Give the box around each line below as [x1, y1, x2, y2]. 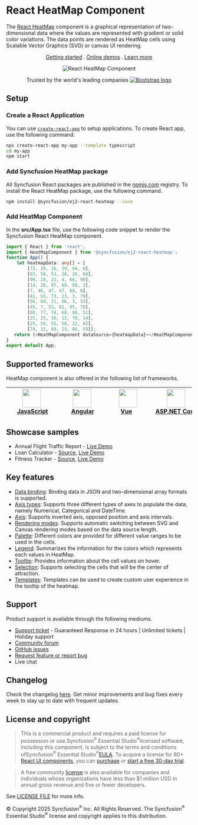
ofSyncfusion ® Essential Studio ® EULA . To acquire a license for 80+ [20, 749, 184, 758]
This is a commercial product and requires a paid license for [20, 730, 167, 737]
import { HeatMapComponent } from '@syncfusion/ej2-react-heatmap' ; [6, 249, 178, 255]
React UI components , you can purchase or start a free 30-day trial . [20, 757, 186, 764]
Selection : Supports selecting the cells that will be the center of [14, 563, 169, 571]
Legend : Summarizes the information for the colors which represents [14, 545, 182, 552]
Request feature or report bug [14, 652, 87, 659]
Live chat [14, 658, 37, 665]
